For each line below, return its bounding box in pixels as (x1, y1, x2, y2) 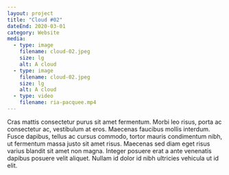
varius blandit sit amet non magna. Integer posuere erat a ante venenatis (7, 146, 212, 154)
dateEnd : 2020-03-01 (7, 23, 67, 29)
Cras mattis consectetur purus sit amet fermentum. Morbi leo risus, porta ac (7, 118, 222, 126)
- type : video (13, 93, 53, 100)
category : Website (7, 29, 60, 36)
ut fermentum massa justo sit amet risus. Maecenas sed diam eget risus (7, 139, 210, 148)
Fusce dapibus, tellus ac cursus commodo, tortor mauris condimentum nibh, (7, 132, 223, 140)
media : (7, 36, 26, 42)
